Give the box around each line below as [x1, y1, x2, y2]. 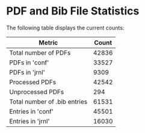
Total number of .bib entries [9, 97, 88, 106]
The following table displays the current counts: [6, 24, 125, 31]
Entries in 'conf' [9, 107, 54, 116]
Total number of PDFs [9, 48, 71, 57]
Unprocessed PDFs [9, 87, 64, 96]
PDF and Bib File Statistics [6, 4, 140, 18]
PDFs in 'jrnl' [9, 68, 45, 76]
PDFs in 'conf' [9, 58, 49, 67]
